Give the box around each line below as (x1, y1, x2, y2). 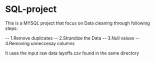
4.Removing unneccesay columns (5, 40, 75, 46)
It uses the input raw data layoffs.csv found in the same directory (5, 50, 139, 56)
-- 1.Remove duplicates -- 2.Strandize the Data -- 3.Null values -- (5, 35, 140, 41)
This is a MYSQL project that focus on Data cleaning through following (5, 20, 150, 26)
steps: (5, 25, 18, 31)
